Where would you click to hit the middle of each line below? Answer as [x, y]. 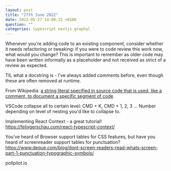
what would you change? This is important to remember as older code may [84, 55]
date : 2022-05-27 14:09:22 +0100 [41, 19]
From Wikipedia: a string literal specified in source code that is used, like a [84, 91]
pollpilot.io [16, 163]
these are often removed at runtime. [43, 81]
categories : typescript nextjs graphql [48, 29]
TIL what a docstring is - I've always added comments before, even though [84, 75]
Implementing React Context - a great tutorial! [54, 121]
